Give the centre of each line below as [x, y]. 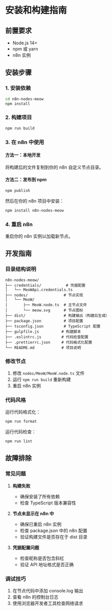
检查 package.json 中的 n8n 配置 [53, 530]
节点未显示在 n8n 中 [33, 513]
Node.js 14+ [25, 43]
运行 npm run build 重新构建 [42, 379]
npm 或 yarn [25, 49]
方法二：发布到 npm [26, 180]
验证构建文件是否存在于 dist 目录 [54, 536]
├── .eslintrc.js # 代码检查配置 [47, 337]
